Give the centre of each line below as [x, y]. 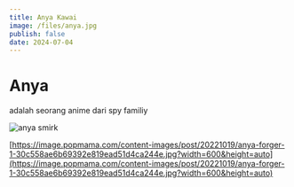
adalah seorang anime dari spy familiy [79, 111]
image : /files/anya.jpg [53, 26]
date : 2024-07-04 [41, 42]
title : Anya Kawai [43, 17]
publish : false [37, 34]
